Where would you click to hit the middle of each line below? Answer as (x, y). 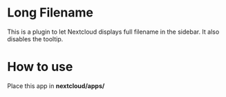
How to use (40, 67)
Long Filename (50, 13)
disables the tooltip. (35, 39)
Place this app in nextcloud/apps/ (56, 86)
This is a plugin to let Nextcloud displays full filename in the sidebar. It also (113, 32)
